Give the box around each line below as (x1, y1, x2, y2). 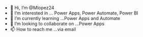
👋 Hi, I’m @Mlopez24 (10, 5, 54, 10)
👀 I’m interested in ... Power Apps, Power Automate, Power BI (10, 10, 138, 16)
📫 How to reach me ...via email (10, 26, 76, 32)
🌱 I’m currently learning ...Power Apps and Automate (10, 15, 121, 21)
